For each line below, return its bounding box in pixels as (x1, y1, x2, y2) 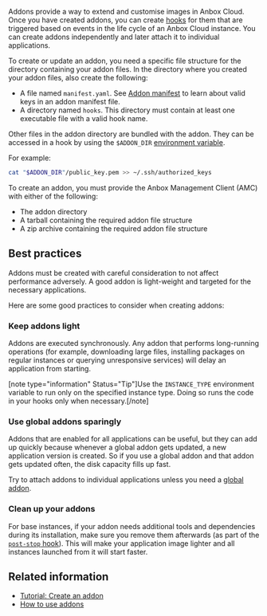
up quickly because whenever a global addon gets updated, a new (8, 442, 227, 453)
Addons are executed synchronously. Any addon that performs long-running (8, 338, 260, 347)
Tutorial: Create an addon (19, 591, 104, 601)
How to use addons (19, 599, 84, 609)
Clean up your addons (8, 504, 96, 515)
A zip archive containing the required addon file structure (19, 223, 208, 233)
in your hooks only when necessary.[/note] (8, 396, 149, 406)
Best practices (8, 247, 82, 261)
